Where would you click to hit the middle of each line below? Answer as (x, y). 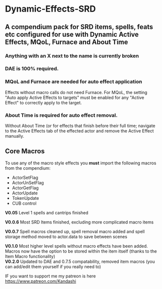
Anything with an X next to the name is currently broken (72, 56)
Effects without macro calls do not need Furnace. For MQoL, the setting (76, 92)
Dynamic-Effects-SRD (50, 9)
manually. (15, 136)
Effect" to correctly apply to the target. (44, 102)
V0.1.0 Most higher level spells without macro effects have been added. (77, 246)
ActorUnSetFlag (28, 182)
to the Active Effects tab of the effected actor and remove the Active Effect (79, 131)
